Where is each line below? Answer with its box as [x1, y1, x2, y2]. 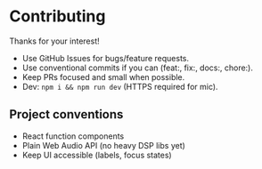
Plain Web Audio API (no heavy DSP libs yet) [21, 140, 185, 150]
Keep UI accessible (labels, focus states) [21, 149, 172, 160]
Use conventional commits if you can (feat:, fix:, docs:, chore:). [21, 62, 254, 73]
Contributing [9, 6, 106, 27]
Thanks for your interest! [9, 36, 100, 46]
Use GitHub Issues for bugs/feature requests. [21, 52, 190, 63]
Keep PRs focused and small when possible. [21, 71, 185, 82]
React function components [21, 131, 125, 141]
